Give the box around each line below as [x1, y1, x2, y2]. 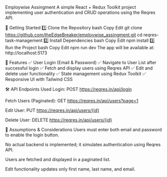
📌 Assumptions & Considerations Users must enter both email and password [5, 127, 162, 132]
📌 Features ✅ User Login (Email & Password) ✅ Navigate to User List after [5, 60, 157, 65]
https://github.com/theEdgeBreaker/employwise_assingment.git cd [5, 32, 143, 38]
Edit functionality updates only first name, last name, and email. [5, 166, 136, 172]
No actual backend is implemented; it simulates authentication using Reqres [5, 142, 161, 147]
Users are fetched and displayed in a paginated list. [5, 157, 111, 162]
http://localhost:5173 [5, 50, 47, 56]
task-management [5, 37, 43, 43]
